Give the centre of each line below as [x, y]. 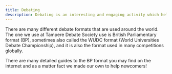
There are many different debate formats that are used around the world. [82, 29]
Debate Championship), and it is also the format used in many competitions [85, 45]
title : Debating [23, 10]
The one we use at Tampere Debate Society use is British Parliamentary [81, 34]
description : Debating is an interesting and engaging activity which [82, 15]
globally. [14, 51]
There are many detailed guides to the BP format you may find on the [78, 60]
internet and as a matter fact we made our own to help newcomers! [76, 66]
